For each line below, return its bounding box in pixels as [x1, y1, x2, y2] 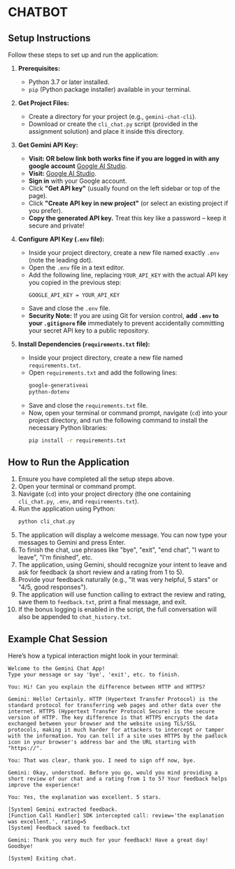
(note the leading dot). [28, 256, 93, 264]
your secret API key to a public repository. [28, 326, 150, 335]
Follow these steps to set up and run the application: [8, 50, 159, 59]
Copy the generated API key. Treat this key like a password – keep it [28, 214, 227, 222]
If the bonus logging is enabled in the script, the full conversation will [17, 605, 218, 613]
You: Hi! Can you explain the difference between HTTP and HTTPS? [8, 683, 206, 690]
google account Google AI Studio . [28, 162, 128, 170]
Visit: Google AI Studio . [28, 169, 97, 177]
